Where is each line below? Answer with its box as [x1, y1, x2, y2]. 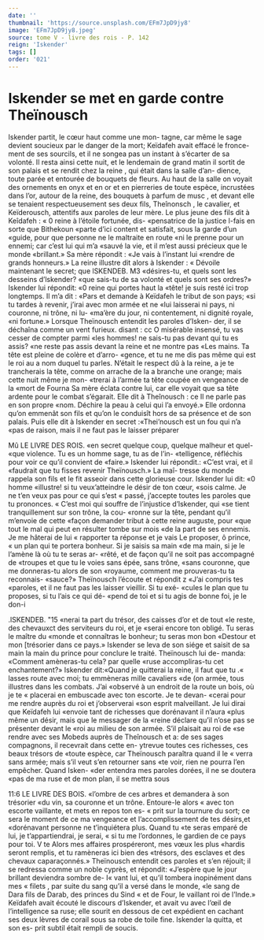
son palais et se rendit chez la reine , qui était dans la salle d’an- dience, [8, 165, 241, 175]
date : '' [8, 11, 37, 20]
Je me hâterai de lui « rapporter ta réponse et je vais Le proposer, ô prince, [8, 533, 251, 542]
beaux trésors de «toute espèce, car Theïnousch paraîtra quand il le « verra [8, 749, 253, 758]
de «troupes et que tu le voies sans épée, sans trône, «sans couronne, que [8, 557, 250, 567]
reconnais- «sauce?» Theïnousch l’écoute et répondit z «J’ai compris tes [8, 574, 244, 584]
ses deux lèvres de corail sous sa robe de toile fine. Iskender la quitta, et [8, 915, 243, 924]
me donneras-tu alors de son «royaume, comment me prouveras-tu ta [8, 566, 235, 575]
